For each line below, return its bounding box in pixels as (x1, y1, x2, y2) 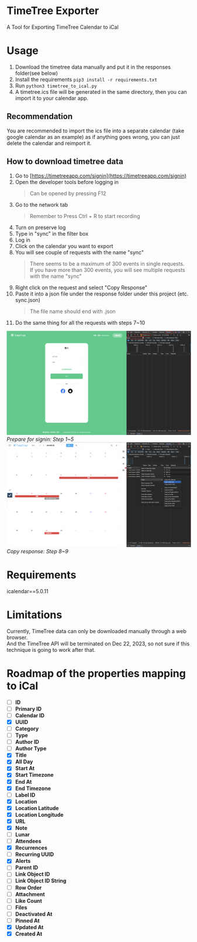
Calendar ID (15, 712, 45, 719)
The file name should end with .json (29, 308, 116, 315)
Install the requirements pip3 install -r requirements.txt (15, 76, 157, 83)
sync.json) (15, 296, 40, 303)
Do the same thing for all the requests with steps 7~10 (15, 319, 146, 326)
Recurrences (15, 844, 47, 851)
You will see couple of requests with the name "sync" (15, 249, 144, 256)
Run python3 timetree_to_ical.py (15, 82, 97, 89)
